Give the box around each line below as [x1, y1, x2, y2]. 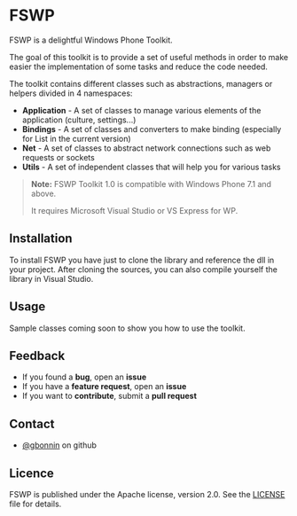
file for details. [9, 498, 62, 509]
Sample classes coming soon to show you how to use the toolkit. [9, 323, 246, 333]
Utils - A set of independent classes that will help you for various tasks [21, 161, 281, 172]
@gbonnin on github [21, 440, 98, 450]
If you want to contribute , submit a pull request [21, 391, 198, 402]
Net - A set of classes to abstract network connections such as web [21, 143, 271, 153]
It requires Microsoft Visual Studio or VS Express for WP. [30, 205, 238, 215]
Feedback [9, 348, 66, 364]
